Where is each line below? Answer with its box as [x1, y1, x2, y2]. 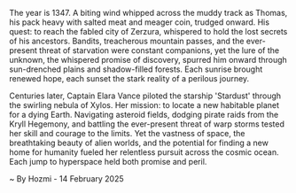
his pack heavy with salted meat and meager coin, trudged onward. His [9, 17, 270, 27]
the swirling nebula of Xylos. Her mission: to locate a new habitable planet [9, 100, 280, 110]
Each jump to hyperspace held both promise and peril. [9, 157, 207, 166]
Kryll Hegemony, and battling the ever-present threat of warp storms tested [9, 119, 285, 129]
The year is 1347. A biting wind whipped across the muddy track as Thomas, [9, 8, 288, 18]
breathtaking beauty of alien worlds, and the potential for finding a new [9, 137, 269, 148]
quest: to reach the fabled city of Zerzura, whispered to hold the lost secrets [9, 27, 288, 36]
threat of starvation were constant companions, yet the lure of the [39, 45, 280, 56]
